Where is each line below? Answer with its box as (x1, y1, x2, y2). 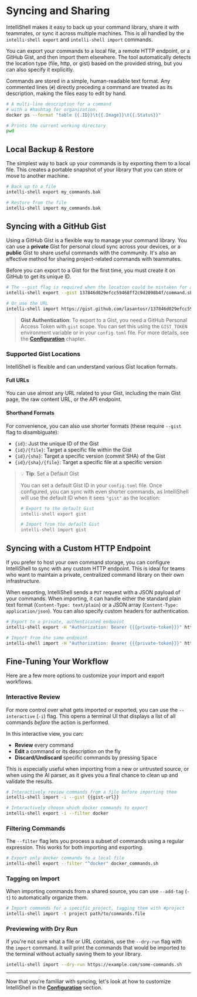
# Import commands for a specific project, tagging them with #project (6, 906, 185, 911)
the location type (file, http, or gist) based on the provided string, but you (6, 60, 183, 67)
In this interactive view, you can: (6, 730, 84, 737)
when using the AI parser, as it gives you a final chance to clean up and (6, 771, 178, 778)
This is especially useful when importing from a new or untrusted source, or (6, 765, 189, 772)
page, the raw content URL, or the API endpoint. (6, 396, 122, 403)
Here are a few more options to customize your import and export (6, 672, 165, 679)
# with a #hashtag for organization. (6, 107, 98, 113)
